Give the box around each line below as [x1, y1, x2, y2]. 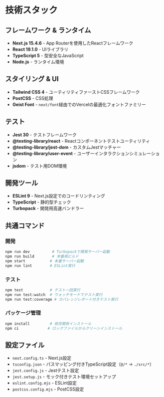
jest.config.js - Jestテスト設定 [12, 368, 79, 374]
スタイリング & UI [5, 75, 59, 83]
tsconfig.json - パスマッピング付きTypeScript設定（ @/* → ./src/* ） [12, 361, 155, 367]
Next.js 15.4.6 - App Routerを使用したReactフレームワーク [12, 40, 134, 46]
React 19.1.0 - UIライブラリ [12, 46, 69, 52]
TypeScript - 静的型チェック [12, 199, 71, 205]
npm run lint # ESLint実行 [5, 263, 76, 268]
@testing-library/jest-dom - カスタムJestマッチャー [12, 144, 121, 150]
